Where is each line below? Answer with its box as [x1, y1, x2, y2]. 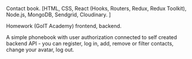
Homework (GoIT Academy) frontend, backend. [6, 23, 122, 29]
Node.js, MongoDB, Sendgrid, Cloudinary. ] [6, 11, 111, 18]
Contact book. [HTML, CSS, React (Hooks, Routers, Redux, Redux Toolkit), [6, 5, 187, 12]
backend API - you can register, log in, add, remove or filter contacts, [6, 40, 174, 47]
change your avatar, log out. [6, 46, 75, 53]
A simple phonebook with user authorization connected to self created [6, 34, 177, 40]
